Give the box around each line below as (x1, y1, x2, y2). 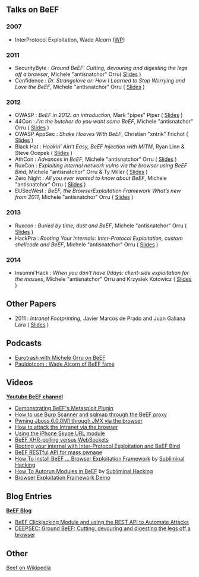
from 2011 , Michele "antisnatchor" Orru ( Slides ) (14, 194, 134, 201)
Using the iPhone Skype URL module (14, 430, 105, 437)
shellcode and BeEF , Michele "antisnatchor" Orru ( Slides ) (14, 240, 159, 248)
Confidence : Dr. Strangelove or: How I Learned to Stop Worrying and (14, 77, 185, 84)
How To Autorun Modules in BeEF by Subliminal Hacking (14, 468, 153, 475)
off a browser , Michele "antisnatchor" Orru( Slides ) (14, 71, 141, 78)
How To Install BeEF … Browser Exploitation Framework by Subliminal (14, 455, 185, 462)
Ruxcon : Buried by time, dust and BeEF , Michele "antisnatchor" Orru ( (14, 222, 187, 229)
